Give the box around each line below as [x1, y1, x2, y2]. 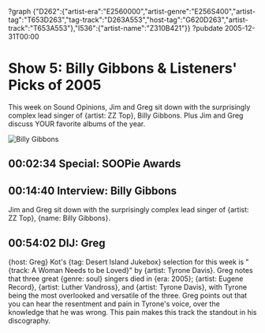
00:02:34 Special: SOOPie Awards [8, 157, 181, 170]
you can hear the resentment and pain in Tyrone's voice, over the [8, 299, 221, 309]
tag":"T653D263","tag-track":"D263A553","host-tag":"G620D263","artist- [8, 15, 248, 24]
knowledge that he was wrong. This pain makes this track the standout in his [8, 307, 257, 316]
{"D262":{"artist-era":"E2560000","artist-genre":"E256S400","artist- [32, 7, 256, 16]
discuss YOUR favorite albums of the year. [8, 118, 146, 129]
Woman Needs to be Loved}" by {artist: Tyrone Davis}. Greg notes [38, 265, 254, 275]
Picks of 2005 [8, 77, 102, 94]
